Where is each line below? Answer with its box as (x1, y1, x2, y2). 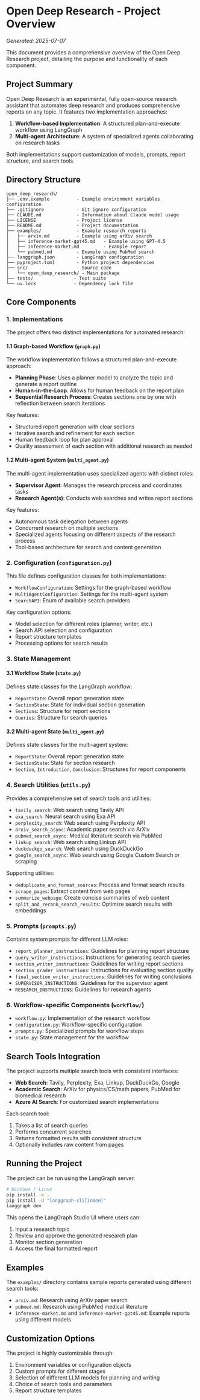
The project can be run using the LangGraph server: (6, 1174, 136, 1182)
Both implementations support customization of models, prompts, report (6, 150, 186, 158)
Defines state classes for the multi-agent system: (6, 741, 128, 749)
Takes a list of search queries (14, 1121, 89, 1129)
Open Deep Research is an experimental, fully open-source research (6, 95, 177, 102)
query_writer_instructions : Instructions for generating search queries (14, 953, 190, 961)
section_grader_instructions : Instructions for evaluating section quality (14, 966, 194, 973)
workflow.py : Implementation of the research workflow (14, 1015, 151, 1022)
